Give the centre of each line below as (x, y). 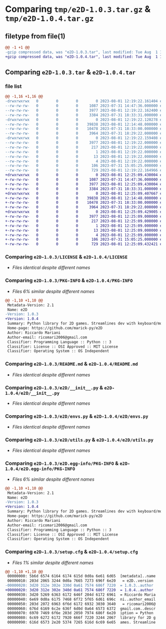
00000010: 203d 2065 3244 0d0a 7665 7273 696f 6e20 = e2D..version (80, 581)
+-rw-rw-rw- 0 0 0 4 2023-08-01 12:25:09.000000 (82, 235)
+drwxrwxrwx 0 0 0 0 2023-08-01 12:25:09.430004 (82, 175)
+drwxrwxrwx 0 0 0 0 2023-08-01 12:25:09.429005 (82, 212)
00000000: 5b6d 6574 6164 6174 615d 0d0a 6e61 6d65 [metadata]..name (81, 576)
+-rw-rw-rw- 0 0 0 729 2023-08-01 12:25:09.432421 (82, 244)
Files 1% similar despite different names (53, 563)
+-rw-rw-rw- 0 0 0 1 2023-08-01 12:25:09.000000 (82, 226)
